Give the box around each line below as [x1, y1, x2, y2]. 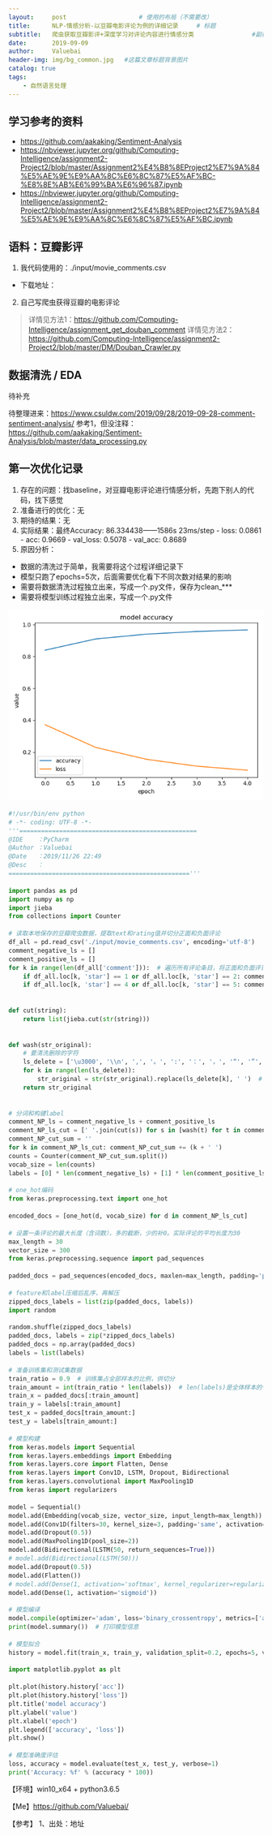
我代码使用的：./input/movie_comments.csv [19, 263, 167, 273]
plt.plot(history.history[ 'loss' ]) [8, 1692, 129, 1700]
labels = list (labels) [8, 1349, 85, 1357]
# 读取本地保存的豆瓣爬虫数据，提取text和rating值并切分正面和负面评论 [8, 929, 221, 937]
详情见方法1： [28, 315, 74, 325]
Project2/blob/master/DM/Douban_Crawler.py [28, 343, 181, 352]
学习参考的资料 [8, 114, 83, 129]
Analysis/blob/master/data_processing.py [8, 437, 147, 446]
